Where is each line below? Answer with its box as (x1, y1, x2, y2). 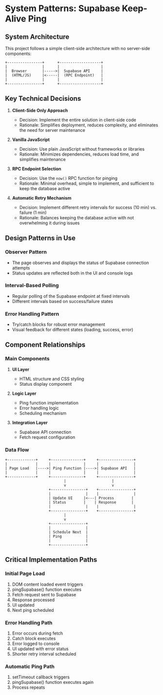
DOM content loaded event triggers (12, 581, 84, 587)
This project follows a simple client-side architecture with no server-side (5, 46, 150, 51)
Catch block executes (12, 636, 56, 642)
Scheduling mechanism (19, 410, 67, 416)
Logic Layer (12, 390, 36, 396)
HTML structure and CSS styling (19, 375, 84, 382)
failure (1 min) (19, 210, 47, 215)
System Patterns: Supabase (5, 3, 120, 14)
